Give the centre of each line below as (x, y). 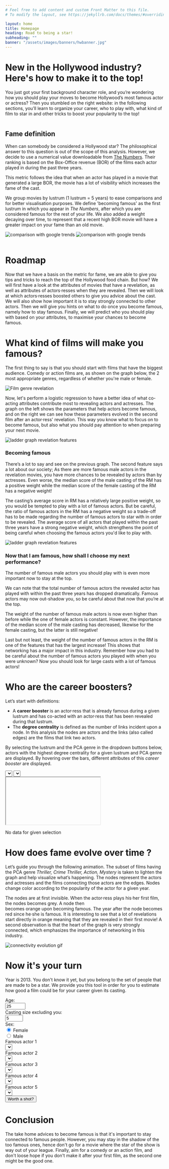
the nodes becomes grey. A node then (45, 903)
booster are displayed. (28, 764)
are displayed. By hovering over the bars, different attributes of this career (82, 758)
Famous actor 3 (21, 1064)
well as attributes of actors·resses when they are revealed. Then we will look (84, 290)
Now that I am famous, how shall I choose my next (67, 555)
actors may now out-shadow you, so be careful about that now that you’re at (84, 599)
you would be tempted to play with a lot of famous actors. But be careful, (81, 506)
